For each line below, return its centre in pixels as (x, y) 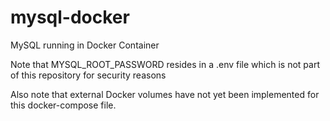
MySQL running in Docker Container (85, 45)
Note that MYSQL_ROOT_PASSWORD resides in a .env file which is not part (165, 64)
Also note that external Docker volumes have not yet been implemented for (165, 94)
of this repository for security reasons (88, 75)
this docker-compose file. (63, 105)
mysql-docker (70, 17)
